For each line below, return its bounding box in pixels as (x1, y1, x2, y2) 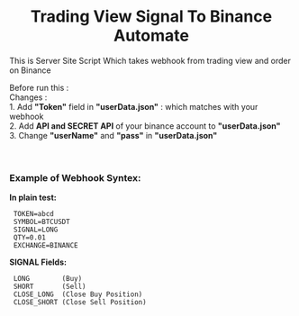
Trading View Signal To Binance (30, 6, 273, 27)
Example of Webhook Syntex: (9, 171, 141, 184)
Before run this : (9, 82, 69, 93)
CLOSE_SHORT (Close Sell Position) (13, 298, 147, 307)
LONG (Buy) (13, 275, 83, 284)
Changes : (9, 92, 48, 103)
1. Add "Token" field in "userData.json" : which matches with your (9, 101, 258, 112)
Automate (113, 25, 189, 46)
